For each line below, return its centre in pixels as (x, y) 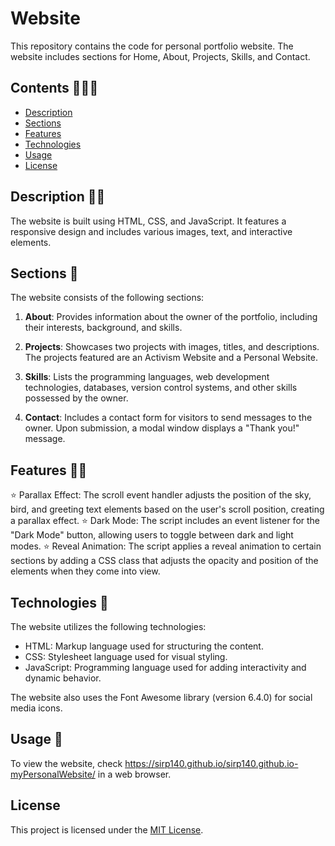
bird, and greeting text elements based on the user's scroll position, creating (167, 509)
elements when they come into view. (85, 571)
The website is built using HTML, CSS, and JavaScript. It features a (148, 221)
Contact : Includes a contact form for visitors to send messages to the (168, 418)
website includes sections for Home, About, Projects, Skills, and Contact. (160, 56)
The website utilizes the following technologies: (108, 626)
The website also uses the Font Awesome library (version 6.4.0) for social (161, 697)
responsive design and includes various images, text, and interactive (151, 231)
